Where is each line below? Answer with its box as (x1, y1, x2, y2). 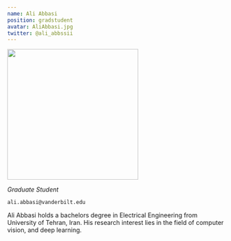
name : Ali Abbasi (7, 10, 58, 17)
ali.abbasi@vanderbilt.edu (7, 199, 86, 206)
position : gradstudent (7, 17, 73, 24)
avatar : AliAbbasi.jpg (7, 23, 73, 30)
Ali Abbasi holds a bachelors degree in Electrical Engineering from (7, 211, 198, 219)
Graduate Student (7, 185, 59, 194)
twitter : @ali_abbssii (7, 29, 73, 37)
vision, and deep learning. (7, 226, 82, 234)
